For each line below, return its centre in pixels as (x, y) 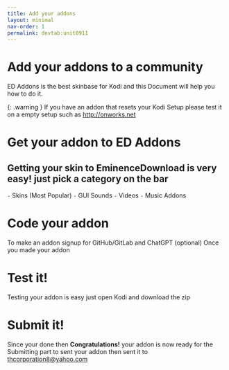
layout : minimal (31, 20)
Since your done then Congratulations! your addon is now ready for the (110, 344)
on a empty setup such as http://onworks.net (72, 114)
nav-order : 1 (26, 26)
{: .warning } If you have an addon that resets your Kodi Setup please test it (114, 107)
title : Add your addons (42, 14)
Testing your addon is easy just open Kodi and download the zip (99, 297)
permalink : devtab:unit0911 (48, 33)
